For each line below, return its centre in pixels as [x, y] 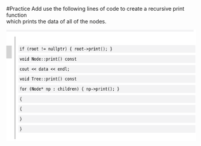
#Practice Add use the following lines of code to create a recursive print [95, 9]
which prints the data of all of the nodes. [56, 21]
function [17, 15]
